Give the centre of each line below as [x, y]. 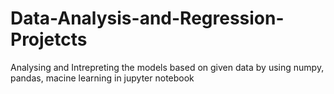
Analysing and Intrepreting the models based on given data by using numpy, [167, 67]
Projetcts [49, 39]
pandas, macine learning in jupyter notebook [102, 78]
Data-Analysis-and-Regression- [147, 18]
